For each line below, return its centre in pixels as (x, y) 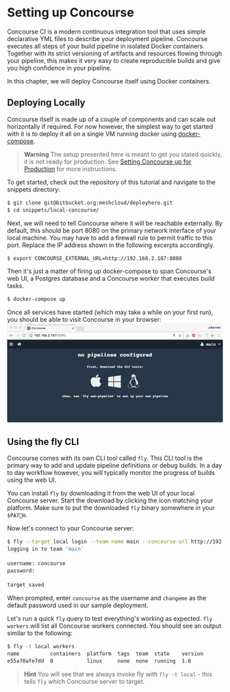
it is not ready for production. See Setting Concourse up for (107, 162)
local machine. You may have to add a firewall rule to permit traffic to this (110, 238)
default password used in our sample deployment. (78, 605)
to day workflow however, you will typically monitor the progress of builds (111, 473)
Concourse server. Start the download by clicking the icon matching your (110, 500)
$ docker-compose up (37, 299)
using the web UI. (32, 480)
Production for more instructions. (71, 168)
